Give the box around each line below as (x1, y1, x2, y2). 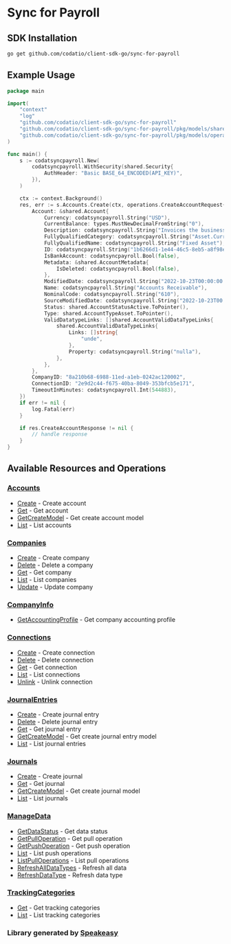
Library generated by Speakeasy (7, 928, 118, 937)
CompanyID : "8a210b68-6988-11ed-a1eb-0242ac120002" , (32, 374, 186, 381)
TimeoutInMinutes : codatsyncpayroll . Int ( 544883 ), (32, 387, 177, 394)
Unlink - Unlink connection (16, 677, 93, 686)
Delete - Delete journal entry (16, 717, 98, 726)
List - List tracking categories (16, 910, 101, 919)
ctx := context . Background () (19, 194, 103, 202)
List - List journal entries (16, 739, 86, 748)
